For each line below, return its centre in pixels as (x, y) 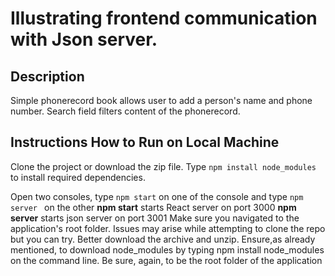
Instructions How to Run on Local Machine (145, 142)
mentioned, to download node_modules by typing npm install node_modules (167, 249)
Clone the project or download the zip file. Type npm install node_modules (163, 166)
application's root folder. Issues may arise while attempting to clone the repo (168, 228)
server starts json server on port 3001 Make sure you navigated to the (155, 218)
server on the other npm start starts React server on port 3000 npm (153, 207)
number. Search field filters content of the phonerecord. (125, 111)
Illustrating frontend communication (164, 18)
